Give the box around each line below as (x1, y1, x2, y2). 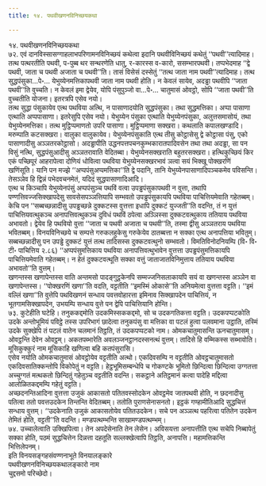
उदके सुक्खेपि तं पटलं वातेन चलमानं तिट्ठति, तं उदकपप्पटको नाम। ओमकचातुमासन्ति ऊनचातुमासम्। (8, 326, 254, 335)
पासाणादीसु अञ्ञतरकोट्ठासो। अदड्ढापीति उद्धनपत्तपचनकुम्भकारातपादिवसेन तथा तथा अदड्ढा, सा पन (8, 138, 248, 147)
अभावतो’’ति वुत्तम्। (8, 263, 56, 273)
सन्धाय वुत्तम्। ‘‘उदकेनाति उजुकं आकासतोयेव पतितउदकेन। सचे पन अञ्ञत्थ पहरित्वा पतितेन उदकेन (8, 406, 256, 415)
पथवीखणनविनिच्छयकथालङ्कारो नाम (8, 459, 99, 469)
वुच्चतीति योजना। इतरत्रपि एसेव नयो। (8, 94, 103, 103)
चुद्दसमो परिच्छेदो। (8, 469, 53, 478)
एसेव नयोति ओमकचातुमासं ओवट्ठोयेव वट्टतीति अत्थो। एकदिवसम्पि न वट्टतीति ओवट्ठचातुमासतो (8, 352, 234, 362)
